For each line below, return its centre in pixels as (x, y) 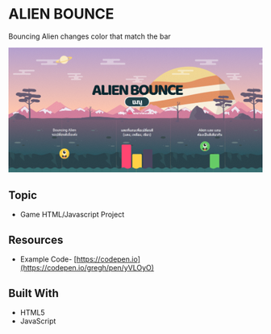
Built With (33, 293)
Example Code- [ (48, 259)
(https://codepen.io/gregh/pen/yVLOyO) (87, 268)
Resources (36, 239)
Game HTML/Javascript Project (72, 215)
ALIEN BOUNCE (61, 14)
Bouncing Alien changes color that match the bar (90, 36)
